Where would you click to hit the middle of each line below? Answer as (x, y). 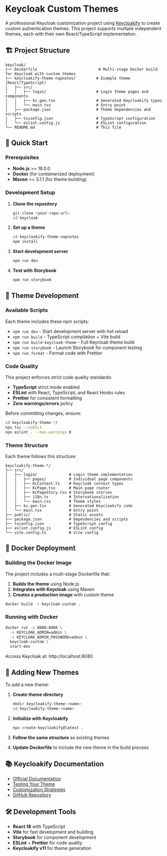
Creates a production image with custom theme (63, 594)
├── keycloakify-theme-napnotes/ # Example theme (68, 78)
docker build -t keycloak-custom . (43, 604)
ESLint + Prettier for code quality (47, 843)
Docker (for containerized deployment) (54, 174)
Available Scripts (27, 310)
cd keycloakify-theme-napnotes (46, 237)
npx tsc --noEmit (24, 427)
